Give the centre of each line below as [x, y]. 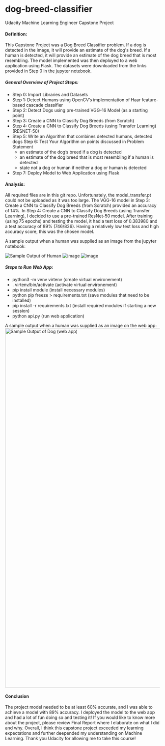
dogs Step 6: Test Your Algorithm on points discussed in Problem [78, 142]
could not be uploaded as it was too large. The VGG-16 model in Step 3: [78, 201]
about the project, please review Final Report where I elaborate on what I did [82, 723]
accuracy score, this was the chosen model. [50, 231]
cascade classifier [44, 105]
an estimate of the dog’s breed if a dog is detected [70, 152]
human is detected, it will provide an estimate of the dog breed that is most [81, 56]
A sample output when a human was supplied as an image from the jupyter [81, 241]
